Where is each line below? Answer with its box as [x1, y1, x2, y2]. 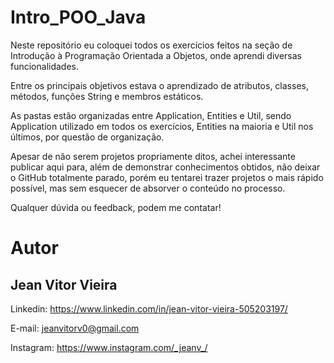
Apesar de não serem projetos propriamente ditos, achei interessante [10, 150, 296, 162]
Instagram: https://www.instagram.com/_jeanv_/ [10, 341, 208, 353]
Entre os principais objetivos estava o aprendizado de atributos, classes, [10, 79, 309, 91]
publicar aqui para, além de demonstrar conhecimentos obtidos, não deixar [10, 161, 321, 173]
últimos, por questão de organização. [10, 131, 165, 143]
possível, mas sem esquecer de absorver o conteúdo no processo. [10, 182, 286, 194]
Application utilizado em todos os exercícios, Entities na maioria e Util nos [10, 120, 314, 132]
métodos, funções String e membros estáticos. [10, 90, 204, 102]
